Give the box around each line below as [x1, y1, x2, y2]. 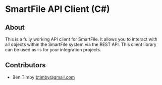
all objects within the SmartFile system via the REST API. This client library [5, 42, 157, 47]
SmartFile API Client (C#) [5, 3, 110, 15]
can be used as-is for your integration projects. [5, 47, 102, 52]
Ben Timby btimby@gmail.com [12, 74, 75, 80]
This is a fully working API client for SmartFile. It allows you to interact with [5, 36, 158, 42]
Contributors [5, 61, 46, 70]
